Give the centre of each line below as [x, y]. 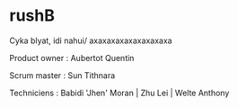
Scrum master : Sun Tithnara [62, 75]
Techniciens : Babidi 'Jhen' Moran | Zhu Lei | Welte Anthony [119, 93]
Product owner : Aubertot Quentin [72, 58]
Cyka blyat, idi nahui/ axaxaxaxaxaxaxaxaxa [91, 40]
